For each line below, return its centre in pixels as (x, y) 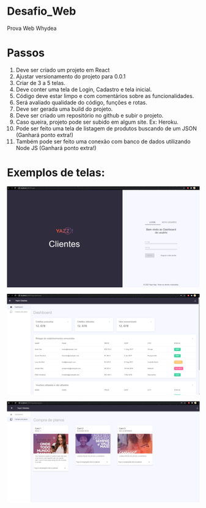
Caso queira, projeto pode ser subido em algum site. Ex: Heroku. (97, 122)
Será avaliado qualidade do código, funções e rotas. (81, 102)
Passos (26, 53)
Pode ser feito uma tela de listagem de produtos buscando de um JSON (106, 128)
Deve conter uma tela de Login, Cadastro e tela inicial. (84, 89)
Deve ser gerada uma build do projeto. (64, 109)
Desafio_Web (42, 11)
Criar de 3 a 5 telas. (41, 83)
